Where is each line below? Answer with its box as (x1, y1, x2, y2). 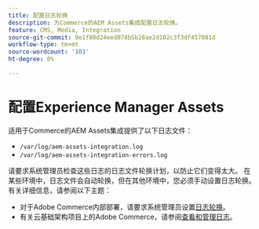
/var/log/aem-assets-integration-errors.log (19, 151, 168, 159)
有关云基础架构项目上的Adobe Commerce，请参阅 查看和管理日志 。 (19, 212, 237, 221)
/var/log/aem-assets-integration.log (19, 143, 144, 151)
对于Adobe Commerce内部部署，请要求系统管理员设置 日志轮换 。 (19, 202, 230, 212)
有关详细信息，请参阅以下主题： (8, 185, 111, 194)
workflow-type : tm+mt (8, 41, 79, 49)
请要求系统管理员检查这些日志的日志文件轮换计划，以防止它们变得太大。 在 (8, 165, 251, 175)
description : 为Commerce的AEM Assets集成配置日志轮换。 (8, 19, 182, 27)
